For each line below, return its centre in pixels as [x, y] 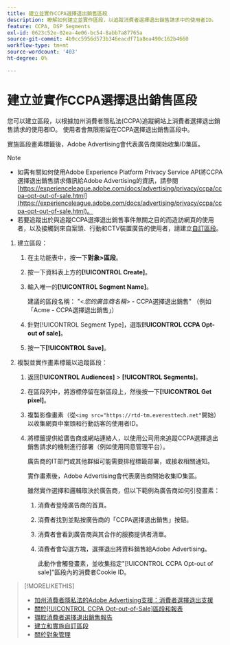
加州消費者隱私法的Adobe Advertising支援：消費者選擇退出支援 [124, 600]
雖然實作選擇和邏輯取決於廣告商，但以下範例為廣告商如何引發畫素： [124, 490]
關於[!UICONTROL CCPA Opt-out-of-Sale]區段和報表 [108, 609]
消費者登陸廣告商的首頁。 [74, 505]
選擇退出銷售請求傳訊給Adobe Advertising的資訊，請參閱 [97, 180]
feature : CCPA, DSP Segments [49, 26]
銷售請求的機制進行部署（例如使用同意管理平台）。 [98, 446]
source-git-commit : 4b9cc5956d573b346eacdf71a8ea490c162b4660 [98, 39]
